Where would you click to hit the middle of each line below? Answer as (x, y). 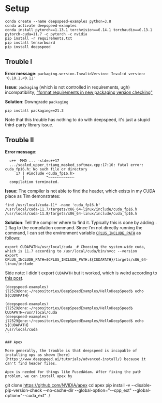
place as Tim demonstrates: (33, 196)
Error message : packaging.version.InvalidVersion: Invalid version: (75, 73)
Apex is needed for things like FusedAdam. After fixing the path (73, 372)
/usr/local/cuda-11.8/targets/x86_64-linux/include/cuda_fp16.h (71, 213)
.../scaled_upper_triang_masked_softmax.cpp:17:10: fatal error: (77, 165)
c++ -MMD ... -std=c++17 (34, 161)
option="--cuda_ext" (26, 395)
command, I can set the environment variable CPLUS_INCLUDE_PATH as (73, 233)
